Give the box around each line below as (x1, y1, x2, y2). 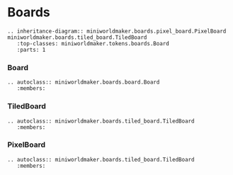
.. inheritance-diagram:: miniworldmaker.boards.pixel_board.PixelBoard (7, 28, 227, 35)
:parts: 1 (16, 46, 46, 53)
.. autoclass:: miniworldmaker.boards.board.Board (7, 79, 160, 86)
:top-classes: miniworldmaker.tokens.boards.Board (16, 40, 170, 47)
